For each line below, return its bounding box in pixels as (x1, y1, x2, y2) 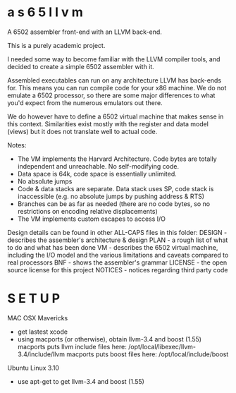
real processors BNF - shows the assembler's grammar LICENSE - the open (7, 258, 228, 267)
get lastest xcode (17, 327, 68, 336)
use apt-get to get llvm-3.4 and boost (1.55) (17, 377, 144, 385)
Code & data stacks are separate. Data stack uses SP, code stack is (17, 184, 214, 193)
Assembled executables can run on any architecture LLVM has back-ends (7, 75, 222, 85)
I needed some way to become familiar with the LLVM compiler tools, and (7, 54, 221, 64)
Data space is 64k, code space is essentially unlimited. (17, 169, 178, 178)
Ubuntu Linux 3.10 (7, 363, 60, 372)
